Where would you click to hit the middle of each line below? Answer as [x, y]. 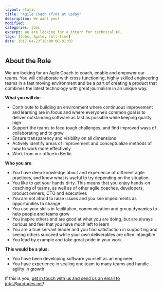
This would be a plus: [27, 249]
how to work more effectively [41, 148]
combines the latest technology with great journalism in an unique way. [76, 88]
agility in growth [28, 269]
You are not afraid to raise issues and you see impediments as [74, 198]
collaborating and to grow [38, 133]
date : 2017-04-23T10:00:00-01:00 [39, 41]
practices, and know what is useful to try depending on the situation [80, 178]
